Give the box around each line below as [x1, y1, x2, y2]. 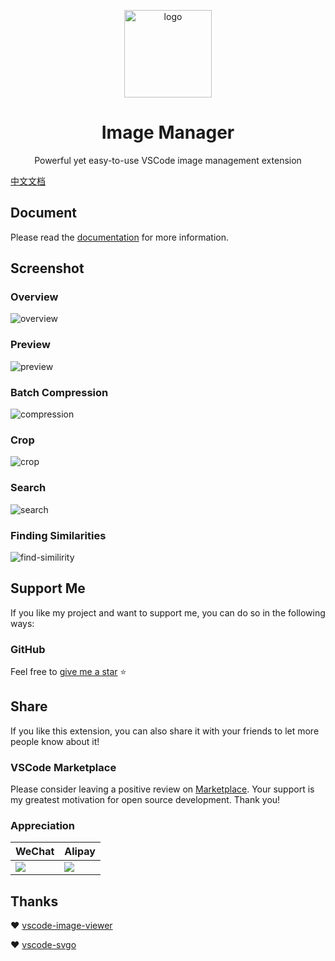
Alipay [64, 845, 96, 859]
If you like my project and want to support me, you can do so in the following [10, 606, 326, 619]
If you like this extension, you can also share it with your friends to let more [10, 725, 320, 737]
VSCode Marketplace [10, 760, 117, 774]
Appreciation [10, 819, 76, 833]
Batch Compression [10, 385, 109, 399]
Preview [10, 338, 51, 352]
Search [10, 481, 47, 495]
